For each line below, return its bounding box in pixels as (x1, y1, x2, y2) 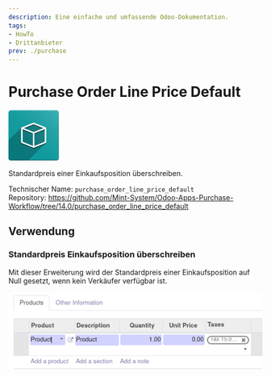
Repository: (8, 193, 47, 203)
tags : (8, 21, 27, 30)
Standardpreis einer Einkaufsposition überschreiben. (8, 169, 183, 178)
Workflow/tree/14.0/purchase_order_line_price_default (8, 202, 189, 212)
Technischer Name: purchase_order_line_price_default (8, 184, 195, 194)
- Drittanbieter (8, 39, 63, 47)
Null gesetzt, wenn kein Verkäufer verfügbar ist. (8, 275, 168, 286)
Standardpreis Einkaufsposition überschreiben (8, 249, 196, 260)
